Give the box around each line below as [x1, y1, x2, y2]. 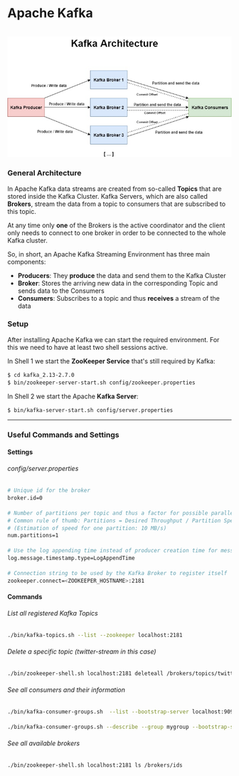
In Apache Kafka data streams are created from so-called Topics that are [7, 184, 222, 193]
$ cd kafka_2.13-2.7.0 [7, 371, 75, 378]
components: [7, 257, 46, 266]
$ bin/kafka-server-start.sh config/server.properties [7, 406, 174, 414]
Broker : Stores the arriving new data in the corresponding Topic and [17, 279, 218, 287]
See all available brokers [7, 739, 80, 747]
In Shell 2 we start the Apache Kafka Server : [7, 392, 139, 400]
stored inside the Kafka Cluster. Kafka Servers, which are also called [7, 192, 208, 200]
